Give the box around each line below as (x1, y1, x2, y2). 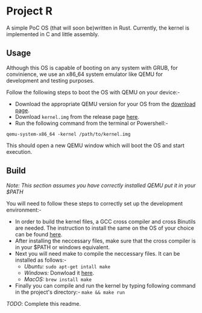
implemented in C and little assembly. (6, 30, 99, 37)
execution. (6, 148, 33, 155)
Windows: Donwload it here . (24, 269, 95, 276)
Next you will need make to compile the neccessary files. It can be (14, 250, 180, 257)
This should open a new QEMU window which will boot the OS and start (6, 142, 185, 149)
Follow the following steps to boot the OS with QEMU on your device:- (6, 89, 180, 96)
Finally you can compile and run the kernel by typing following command (14, 282, 196, 289)
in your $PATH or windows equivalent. (14, 243, 110, 251)
